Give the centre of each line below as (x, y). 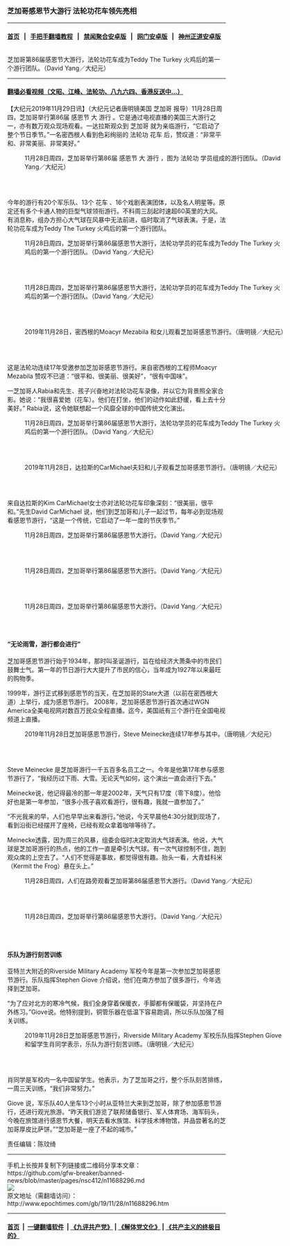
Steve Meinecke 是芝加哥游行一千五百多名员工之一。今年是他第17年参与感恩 (116, 769)
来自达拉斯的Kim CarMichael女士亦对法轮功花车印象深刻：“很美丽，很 (107, 502)
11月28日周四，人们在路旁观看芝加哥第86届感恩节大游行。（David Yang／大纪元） (140, 880)
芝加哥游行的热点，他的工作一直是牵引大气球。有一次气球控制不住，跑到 (122, 849)
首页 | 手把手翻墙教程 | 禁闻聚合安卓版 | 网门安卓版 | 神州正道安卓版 (114, 36)
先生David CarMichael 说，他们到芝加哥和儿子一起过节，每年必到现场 (118, 511)
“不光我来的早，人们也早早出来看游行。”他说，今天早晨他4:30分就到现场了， (115, 816)
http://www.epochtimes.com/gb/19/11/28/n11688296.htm (88, 1204)
